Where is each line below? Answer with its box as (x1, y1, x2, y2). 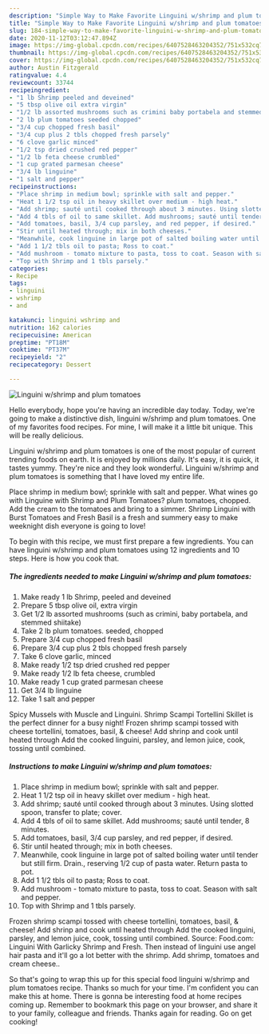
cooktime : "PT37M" (9, 345, 70, 354)
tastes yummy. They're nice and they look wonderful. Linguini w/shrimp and (9, 463, 259, 473)
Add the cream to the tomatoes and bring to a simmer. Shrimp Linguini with (9, 504, 256, 513)
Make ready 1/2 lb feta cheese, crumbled (20, 669, 156, 678)
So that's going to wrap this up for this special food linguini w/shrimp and (9, 974, 250, 984)
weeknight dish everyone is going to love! (9, 521, 146, 530)
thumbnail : (9, 49, 45, 57)
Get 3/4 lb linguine (20, 685, 82, 695)
